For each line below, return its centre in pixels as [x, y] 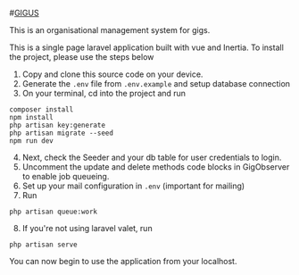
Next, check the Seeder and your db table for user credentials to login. [152, 157]
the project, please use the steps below [82, 57]
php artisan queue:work [54, 212]
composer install [42, 110]
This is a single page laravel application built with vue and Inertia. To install [146, 47]
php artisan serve [43, 245]
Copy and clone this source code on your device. [112, 74]
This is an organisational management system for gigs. [110, 30]
